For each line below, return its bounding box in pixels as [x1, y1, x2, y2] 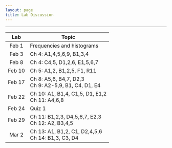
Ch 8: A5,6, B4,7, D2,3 [30, 75, 84, 82]
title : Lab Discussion [5, 12, 54, 17]
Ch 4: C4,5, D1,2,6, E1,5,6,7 [30, 58, 99, 66]
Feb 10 [8, 67, 25, 74]
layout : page [5, 7, 33, 13]
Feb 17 [8, 78, 25, 86]
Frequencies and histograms [30, 42, 99, 49]
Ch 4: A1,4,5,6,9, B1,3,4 [30, 50, 89, 57]
